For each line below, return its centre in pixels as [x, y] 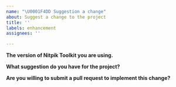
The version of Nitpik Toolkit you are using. [60, 55]
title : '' [18, 22]
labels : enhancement [31, 28]
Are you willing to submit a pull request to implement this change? [88, 78]
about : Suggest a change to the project [56, 17]
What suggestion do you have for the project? [63, 67]
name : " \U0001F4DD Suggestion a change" [56, 11]
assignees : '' [23, 34]
